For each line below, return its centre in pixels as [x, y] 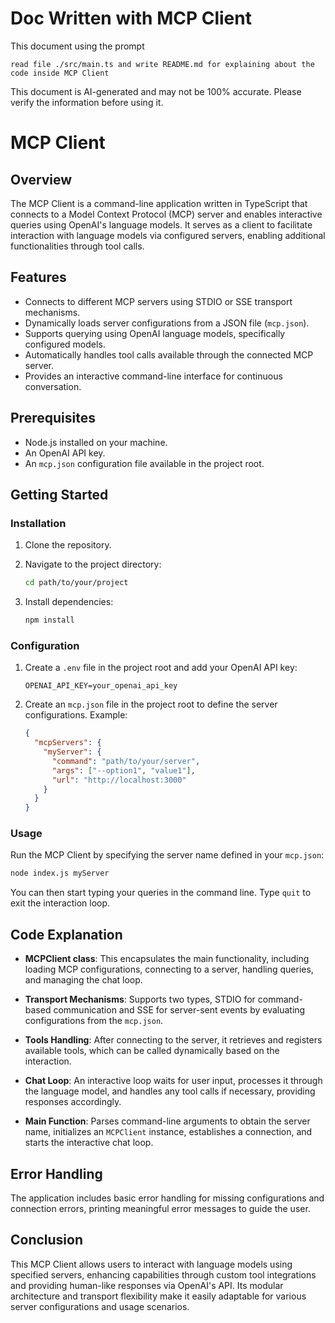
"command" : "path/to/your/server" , [126, 761]
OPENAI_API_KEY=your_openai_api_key [101, 686]
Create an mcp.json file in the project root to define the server [151, 704]
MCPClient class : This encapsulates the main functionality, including [167, 959]
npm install [49, 620]
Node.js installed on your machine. [96, 442]
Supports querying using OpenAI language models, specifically [155, 333]
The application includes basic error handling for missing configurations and [167, 1198]
